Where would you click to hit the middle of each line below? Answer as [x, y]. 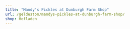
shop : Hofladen [21, 19]
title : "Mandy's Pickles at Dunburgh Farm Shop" [57, 10]
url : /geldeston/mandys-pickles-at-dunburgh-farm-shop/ [65, 14]
